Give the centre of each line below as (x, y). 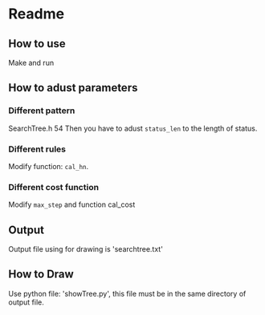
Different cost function (53, 187)
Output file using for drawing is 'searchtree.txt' (86, 249)
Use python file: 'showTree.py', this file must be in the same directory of (127, 293)
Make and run (31, 63)
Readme (37, 14)
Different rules (37, 149)
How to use (37, 44)
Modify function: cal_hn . (49, 166)
